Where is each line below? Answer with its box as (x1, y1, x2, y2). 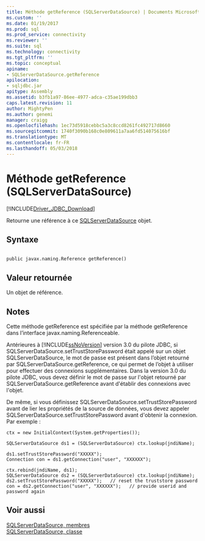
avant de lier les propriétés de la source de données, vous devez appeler (6, 405, 190, 412)
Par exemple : (6, 418, 41, 425)
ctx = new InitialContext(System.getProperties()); (6, 430, 140, 436)
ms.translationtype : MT (6, 134, 67, 141)
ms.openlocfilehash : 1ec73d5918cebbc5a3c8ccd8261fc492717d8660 (6, 123, 171, 129)
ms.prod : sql (6, 26, 40, 32)
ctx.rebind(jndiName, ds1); (6, 467, 78, 473)
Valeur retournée (6, 273, 73, 283)
